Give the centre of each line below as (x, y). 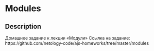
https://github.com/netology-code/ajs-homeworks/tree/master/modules (77, 43)
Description (23, 26)
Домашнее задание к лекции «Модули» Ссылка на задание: (68, 38)
